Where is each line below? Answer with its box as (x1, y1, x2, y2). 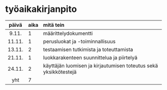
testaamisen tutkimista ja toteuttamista (43, 46, 133, 53)
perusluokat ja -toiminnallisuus (43, 38, 116, 45)
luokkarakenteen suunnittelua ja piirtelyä (43, 54, 138, 61)
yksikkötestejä (43, 68, 77, 75)
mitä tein (43, 21, 65, 28)
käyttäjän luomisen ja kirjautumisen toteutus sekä (43, 62, 158, 69)
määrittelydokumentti (43, 30, 93, 37)
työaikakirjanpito (5, 3, 77, 15)
